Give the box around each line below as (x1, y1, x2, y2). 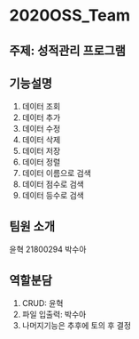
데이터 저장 (21, 146, 61, 157)
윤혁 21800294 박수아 (9, 244, 87, 254)
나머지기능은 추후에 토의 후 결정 (21, 320, 131, 331)
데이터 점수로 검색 (21, 179, 84, 190)
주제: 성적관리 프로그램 (9, 43, 127, 58)
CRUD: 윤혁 (21, 298, 64, 309)
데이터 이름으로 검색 (21, 168, 91, 179)
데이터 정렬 (21, 157, 61, 167)
